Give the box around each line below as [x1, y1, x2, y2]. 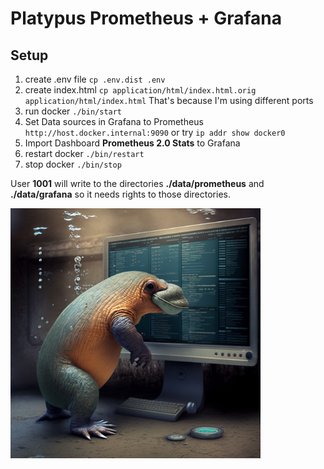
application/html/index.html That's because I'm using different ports [24, 95, 314, 106]
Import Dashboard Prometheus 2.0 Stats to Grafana [24, 137, 241, 149]
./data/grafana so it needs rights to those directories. [10, 188, 231, 200]
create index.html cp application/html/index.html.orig [24, 84, 257, 96]
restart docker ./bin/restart [24, 148, 145, 159]
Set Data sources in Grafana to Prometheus [24, 116, 204, 127]
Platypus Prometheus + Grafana [10, 7, 283, 30]
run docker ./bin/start [24, 105, 123, 117]
